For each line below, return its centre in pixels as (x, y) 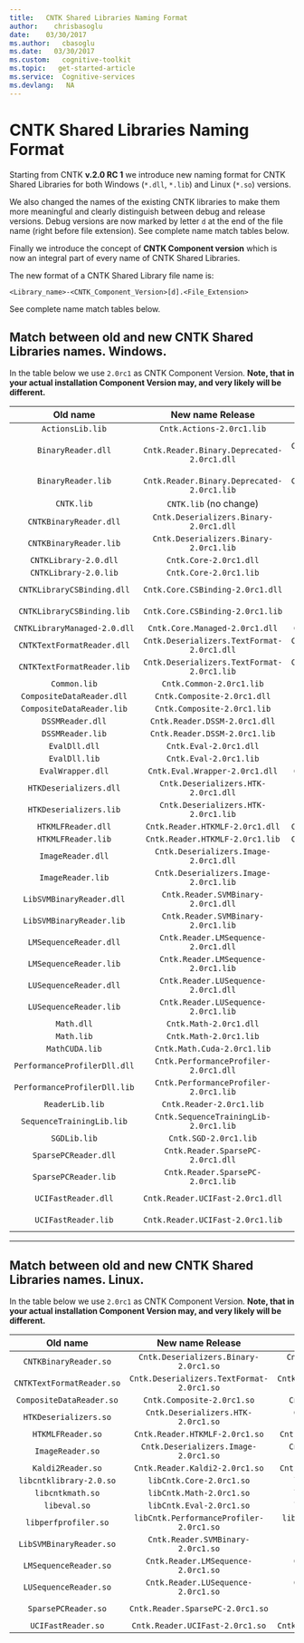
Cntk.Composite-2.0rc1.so (199, 1400)
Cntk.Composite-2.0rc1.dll (213, 696)
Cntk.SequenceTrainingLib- (213, 1117)
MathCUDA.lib (74, 1049)
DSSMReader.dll (74, 721)
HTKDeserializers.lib (74, 810)
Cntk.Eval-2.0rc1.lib (213, 759)
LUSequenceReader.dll (74, 986)
